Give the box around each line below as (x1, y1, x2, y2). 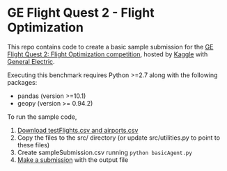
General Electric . (7, 57, 55, 65)
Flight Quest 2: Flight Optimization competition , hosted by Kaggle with (7, 50, 208, 58)
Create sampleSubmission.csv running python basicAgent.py (17, 148, 193, 156)
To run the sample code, (7, 113, 77, 121)
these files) (17, 140, 50, 149)
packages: (7, 78, 38, 86)
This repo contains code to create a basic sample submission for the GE (7, 42, 214, 51)
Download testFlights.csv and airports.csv (17, 126, 139, 134)
